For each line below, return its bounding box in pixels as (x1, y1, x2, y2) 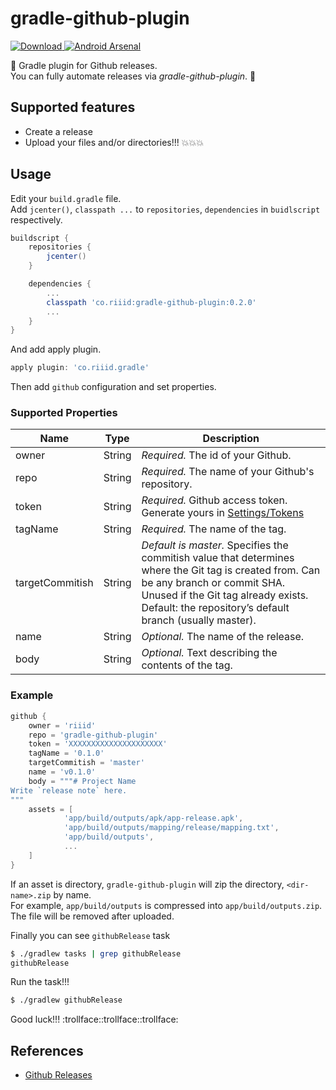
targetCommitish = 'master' (28, 758, 145, 768)
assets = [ (28, 804, 74, 814)
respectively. (10, 213, 63, 226)
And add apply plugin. (10, 343, 102, 356)
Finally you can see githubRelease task (10, 929, 171, 941)
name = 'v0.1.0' (28, 767, 97, 777)
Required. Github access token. (141, 493, 288, 507)
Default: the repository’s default (141, 601, 290, 615)
